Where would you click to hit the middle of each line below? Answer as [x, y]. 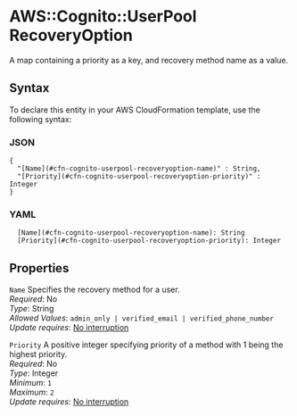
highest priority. [38, 354]
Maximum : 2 [32, 392]
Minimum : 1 [30, 383]
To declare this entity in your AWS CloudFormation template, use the [135, 110]
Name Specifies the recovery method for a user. [95, 290]
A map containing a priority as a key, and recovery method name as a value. [148, 60]
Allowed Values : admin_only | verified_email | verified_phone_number [142, 318]
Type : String [32, 309]
